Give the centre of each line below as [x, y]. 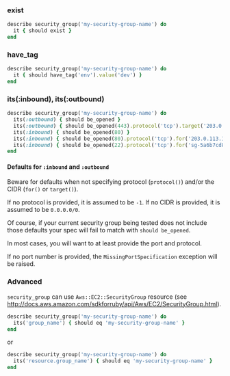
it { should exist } [42, 31]
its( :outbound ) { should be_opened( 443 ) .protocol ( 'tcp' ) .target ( [108, 126]
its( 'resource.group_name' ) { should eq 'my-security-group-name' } [113, 361]
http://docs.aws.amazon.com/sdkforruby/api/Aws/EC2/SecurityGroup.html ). [114, 304]
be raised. [21, 264]
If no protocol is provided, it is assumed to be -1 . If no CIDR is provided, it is [114, 202]
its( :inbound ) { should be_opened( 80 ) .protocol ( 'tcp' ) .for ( [101, 139]
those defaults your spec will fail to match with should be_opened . [99, 230]
